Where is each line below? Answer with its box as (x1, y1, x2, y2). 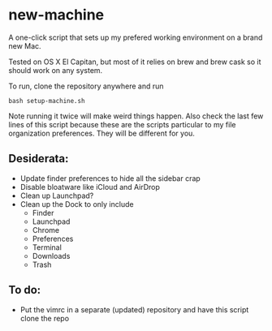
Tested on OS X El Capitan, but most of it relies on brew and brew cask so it (8, 57, 261, 67)
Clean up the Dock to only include (19, 199, 134, 208)
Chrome (32, 225, 59, 234)
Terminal (32, 242, 63, 252)
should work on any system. (8, 65, 103, 75)
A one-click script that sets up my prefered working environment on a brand (8, 32, 263, 42)
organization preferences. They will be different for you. (8, 128, 195, 138)
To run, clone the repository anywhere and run (8, 81, 164, 91)
